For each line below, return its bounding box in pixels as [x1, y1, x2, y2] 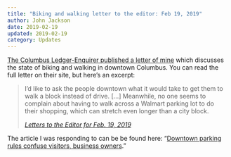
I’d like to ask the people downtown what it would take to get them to [24, 84, 223, 93]
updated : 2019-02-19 [7, 30, 68, 37]
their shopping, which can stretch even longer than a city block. [24, 107, 209, 115]
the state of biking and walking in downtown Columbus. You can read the [7, 63, 219, 72]
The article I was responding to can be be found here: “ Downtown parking [7, 134, 222, 143]
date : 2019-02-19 [7, 23, 58, 30]
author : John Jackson [7, 17, 71, 24]
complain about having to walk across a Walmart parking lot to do [24, 99, 214, 108]
